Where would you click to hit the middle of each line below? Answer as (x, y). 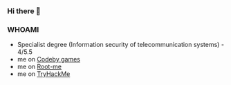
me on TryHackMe (44, 74)
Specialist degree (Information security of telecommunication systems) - (121, 45)
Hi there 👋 (24, 11)
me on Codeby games (49, 59)
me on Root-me (39, 67)
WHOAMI (23, 29)
